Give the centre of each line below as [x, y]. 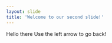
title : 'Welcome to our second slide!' [55, 17]
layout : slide [24, 11]
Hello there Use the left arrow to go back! [56, 34]
